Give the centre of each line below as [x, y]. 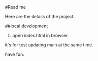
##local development [27, 26]
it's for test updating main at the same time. [49, 45]
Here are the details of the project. [40, 16]
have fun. [15, 54]
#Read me [16, 7]
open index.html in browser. [40, 35]
